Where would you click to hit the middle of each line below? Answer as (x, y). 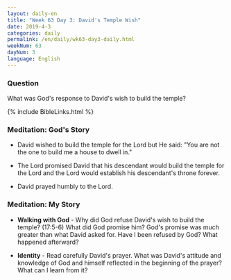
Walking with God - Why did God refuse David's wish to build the (111, 220)
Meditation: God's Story (49, 129)
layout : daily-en (32, 14)
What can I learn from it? (52, 270)
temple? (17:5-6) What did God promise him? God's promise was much (118, 227)
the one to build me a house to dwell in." (75, 152)
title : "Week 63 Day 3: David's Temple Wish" (74, 20)
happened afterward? (48, 242)
